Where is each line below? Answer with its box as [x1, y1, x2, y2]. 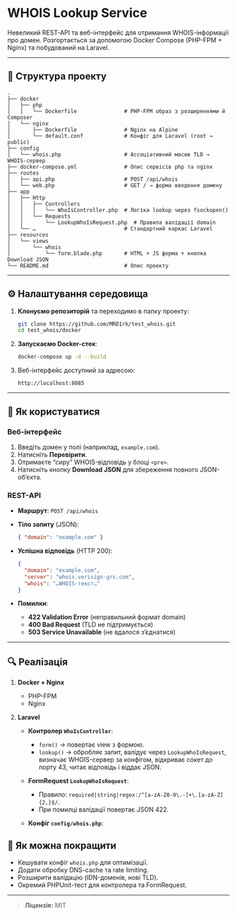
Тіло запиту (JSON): [17, 521, 80, 529]
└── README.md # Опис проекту [7, 262, 169, 269]
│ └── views [7, 237, 49, 244]
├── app [7, 188, 30, 195]
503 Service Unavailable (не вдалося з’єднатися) [28, 628, 176, 636]
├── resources [7, 231, 49, 238]
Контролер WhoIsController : [28, 727, 114, 735]
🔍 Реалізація [7, 655, 68, 668]
